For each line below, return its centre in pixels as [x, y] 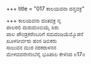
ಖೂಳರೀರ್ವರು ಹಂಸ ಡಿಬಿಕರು [32, 41]
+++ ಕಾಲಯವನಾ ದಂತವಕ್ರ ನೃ [34, 21]
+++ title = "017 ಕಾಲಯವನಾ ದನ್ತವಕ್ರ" [45, 9]
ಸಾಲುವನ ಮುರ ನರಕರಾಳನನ [31, 48]
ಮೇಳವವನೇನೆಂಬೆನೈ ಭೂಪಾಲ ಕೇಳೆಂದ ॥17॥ [46, 54]
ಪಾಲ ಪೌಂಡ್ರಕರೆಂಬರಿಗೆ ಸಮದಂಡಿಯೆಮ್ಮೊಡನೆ [45, 34]
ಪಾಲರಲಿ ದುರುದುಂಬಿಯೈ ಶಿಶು [33, 27]
